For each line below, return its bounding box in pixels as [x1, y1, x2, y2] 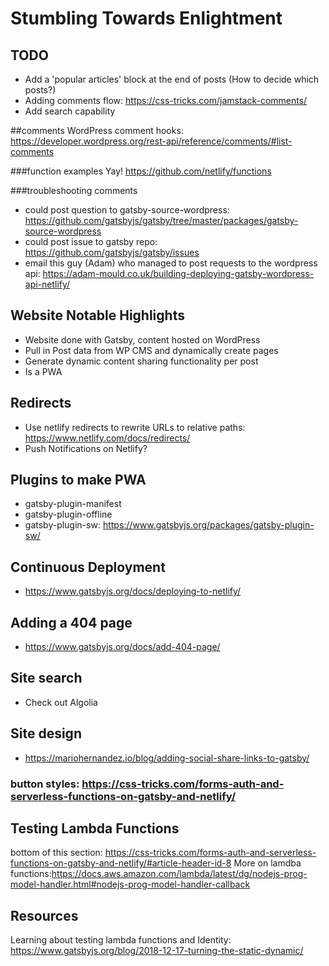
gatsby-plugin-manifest [24, 498, 122, 510]
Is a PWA [24, 365, 63, 377]
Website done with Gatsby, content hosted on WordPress [24, 333, 261, 346]
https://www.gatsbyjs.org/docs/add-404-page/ [24, 641, 221, 653]
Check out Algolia [24, 696, 98, 708]
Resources [10, 907, 79, 924]
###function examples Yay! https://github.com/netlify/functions [10, 165, 272, 177]
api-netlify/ [24, 278, 71, 290]
